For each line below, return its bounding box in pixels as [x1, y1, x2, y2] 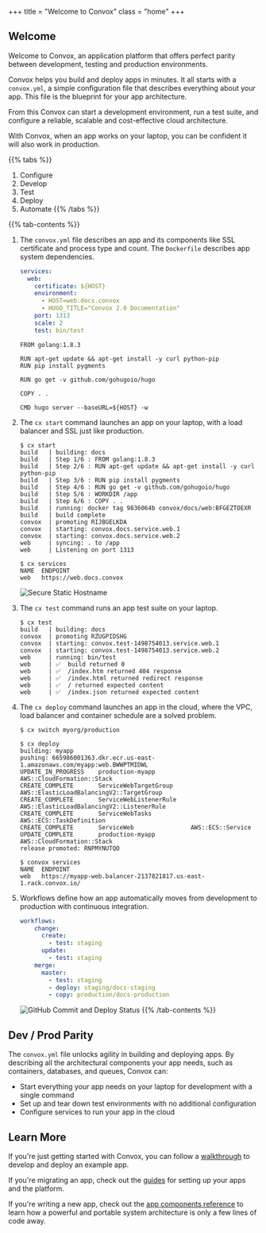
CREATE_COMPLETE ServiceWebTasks [19, 810, 152, 817]
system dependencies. [19, 252, 94, 261]
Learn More [8, 1130, 67, 1144]
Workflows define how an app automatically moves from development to [19, 893, 258, 903]
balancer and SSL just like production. [19, 426, 145, 435]
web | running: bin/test [19, 653, 117, 661]
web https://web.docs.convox [19, 573, 124, 582]
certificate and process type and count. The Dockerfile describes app [19, 243, 250, 253]
